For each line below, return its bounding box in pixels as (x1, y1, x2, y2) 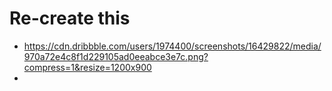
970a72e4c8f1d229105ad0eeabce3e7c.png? (23, 50, 209, 62)
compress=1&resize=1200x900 (23, 61, 152, 73)
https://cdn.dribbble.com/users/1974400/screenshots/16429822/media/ (23, 40, 322, 52)
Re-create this (9, 7, 131, 30)
